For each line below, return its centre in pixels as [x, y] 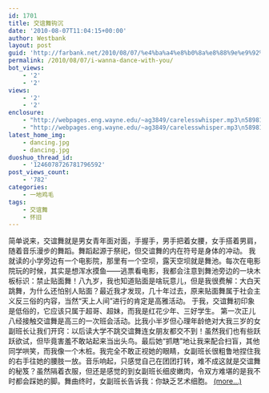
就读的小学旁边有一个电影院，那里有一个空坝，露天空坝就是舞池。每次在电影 [134, 261]
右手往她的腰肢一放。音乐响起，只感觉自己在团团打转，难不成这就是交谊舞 [138, 361]
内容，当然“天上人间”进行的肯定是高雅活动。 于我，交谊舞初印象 [149, 301]
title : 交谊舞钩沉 [36, 23]
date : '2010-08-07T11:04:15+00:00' [68, 30]
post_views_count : [39, 172]
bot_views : [26, 68]
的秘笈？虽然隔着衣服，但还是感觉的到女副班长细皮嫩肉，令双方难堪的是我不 [134, 371]
